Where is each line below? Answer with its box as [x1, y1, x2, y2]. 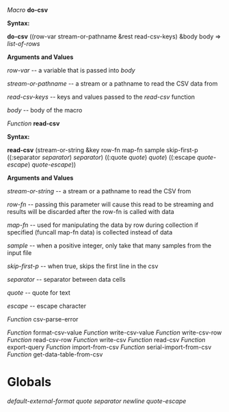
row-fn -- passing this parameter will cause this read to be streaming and [7, 200, 214, 208]
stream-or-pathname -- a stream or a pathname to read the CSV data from [7, 80, 218, 88]
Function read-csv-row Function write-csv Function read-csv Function [7, 336, 206, 343]
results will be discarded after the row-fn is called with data [7, 208, 174, 215]
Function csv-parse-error [7, 315, 79, 323]
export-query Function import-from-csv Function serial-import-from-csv [7, 343, 212, 351]
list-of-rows [7, 40, 40, 47]
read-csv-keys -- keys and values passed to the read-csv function [7, 93, 196, 101]
